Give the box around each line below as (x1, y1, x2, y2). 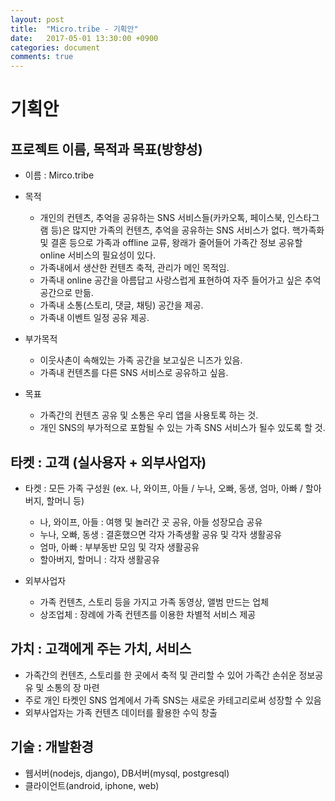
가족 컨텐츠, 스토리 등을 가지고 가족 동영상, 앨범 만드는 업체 (39, 596, 270, 608)
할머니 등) (46, 494, 85, 506)
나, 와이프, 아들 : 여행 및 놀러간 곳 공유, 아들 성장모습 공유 (39, 516, 263, 528)
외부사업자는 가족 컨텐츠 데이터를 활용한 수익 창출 (24, 706, 218, 718)
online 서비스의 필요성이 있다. (39, 249, 157, 261)
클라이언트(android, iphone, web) (24, 779, 160, 791)
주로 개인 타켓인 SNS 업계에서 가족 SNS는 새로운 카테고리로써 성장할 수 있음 (24, 694, 322, 706)
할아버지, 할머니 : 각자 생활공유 (39, 553, 160, 565)
